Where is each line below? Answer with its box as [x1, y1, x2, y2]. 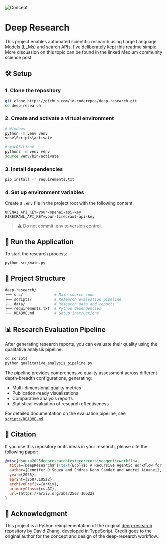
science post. [5, 54, 33, 60]
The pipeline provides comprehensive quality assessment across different [5, 370, 157, 376]
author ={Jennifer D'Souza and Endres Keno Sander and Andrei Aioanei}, [9, 468, 162, 473]
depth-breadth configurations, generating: [5, 375, 92, 381]
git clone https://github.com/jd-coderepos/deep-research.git [5, 98, 137, 103]
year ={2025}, [9, 472, 37, 477]
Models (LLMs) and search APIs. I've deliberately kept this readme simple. [5, 44, 158, 50]
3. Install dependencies [5, 165, 63, 172]
